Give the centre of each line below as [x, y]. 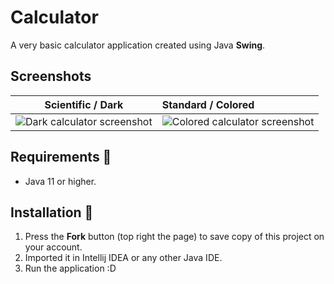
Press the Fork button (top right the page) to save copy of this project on [174, 237]
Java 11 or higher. [60, 181]
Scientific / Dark [84, 104]
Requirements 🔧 [61, 157]
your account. [53, 247]
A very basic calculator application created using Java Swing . [138, 45]
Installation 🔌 [52, 212]
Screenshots [51, 76]
